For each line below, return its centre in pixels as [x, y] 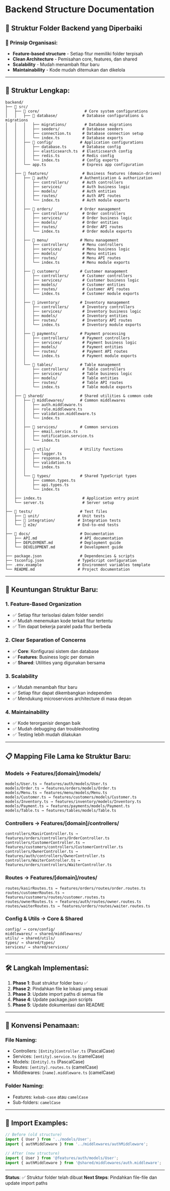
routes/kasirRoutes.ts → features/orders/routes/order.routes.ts [75, 888]
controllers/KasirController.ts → [42, 834]
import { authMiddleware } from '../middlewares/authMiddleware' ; [77, 1144]
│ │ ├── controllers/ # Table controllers [65, 369]
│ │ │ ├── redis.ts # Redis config [60, 156]
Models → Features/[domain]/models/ [53, 773]
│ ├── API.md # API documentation [64, 538]
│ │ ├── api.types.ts [37, 485]
